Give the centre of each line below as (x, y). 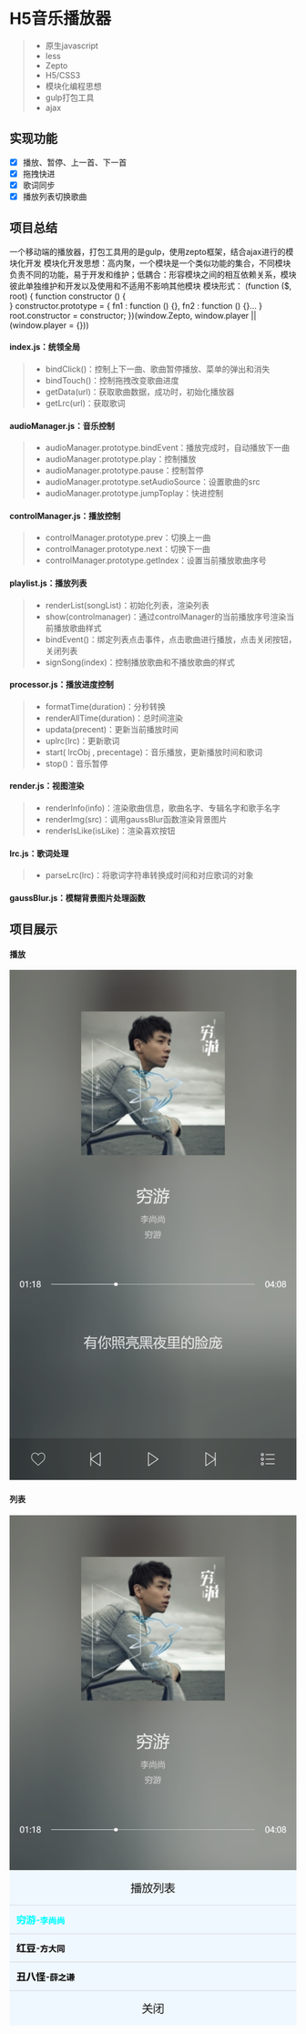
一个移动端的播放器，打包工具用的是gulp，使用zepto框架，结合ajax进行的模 (152, 251)
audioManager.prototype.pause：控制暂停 (124, 471)
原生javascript (71, 46)
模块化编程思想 (73, 86)
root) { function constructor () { (68, 296)
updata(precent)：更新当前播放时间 (112, 729)
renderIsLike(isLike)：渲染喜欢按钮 (110, 831)
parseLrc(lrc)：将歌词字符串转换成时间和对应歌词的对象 (149, 875)
